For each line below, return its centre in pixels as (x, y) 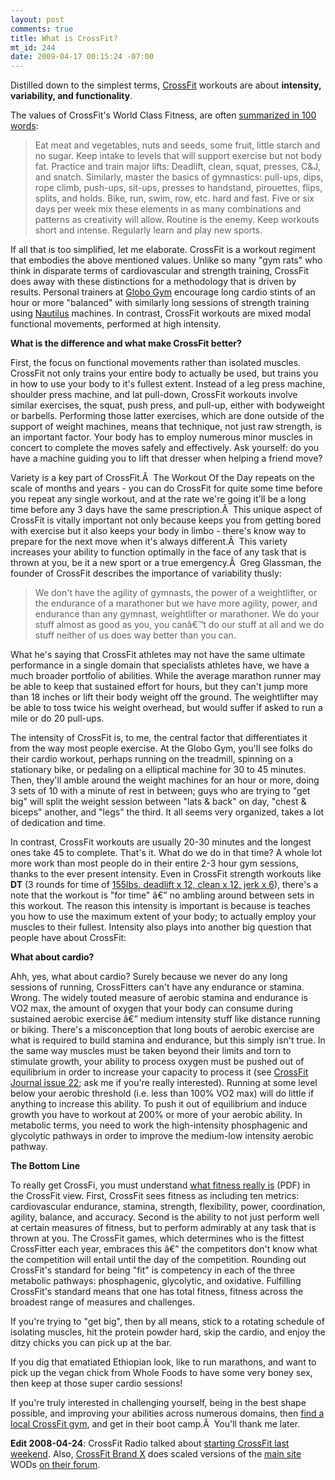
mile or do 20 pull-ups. (57, 718)
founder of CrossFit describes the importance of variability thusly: (146, 573)
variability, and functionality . (71, 96)
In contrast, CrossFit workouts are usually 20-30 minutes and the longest (161, 842)
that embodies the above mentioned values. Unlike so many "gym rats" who (166, 260)
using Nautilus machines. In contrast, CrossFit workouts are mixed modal (161, 313)
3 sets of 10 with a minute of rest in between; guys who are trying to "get (160, 791)
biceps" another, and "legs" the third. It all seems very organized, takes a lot (167, 812)
